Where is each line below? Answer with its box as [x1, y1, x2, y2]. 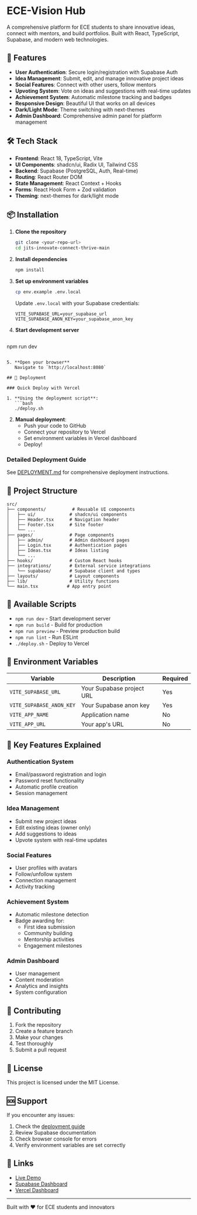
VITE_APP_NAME [9, 711, 49, 718]
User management [15, 970, 60, 977]
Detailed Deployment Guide [6, 455, 87, 463]
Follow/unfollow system [15, 870, 72, 878]
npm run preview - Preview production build [15, 627, 120, 634]
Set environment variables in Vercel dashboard [23, 434, 137, 441]
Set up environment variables [15, 277, 89, 285]
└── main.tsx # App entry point [6, 583, 112, 589]
